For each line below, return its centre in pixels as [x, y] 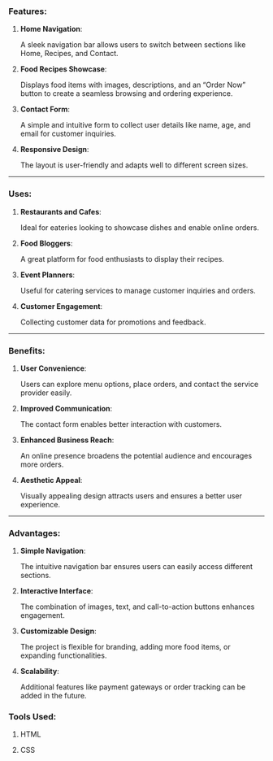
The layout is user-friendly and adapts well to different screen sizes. [134, 165]
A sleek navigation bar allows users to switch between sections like [133, 45]
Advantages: [35, 533]
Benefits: [27, 350]
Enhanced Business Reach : [67, 440]
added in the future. [53, 696]
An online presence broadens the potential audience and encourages [136, 455]
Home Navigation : [51, 29]
